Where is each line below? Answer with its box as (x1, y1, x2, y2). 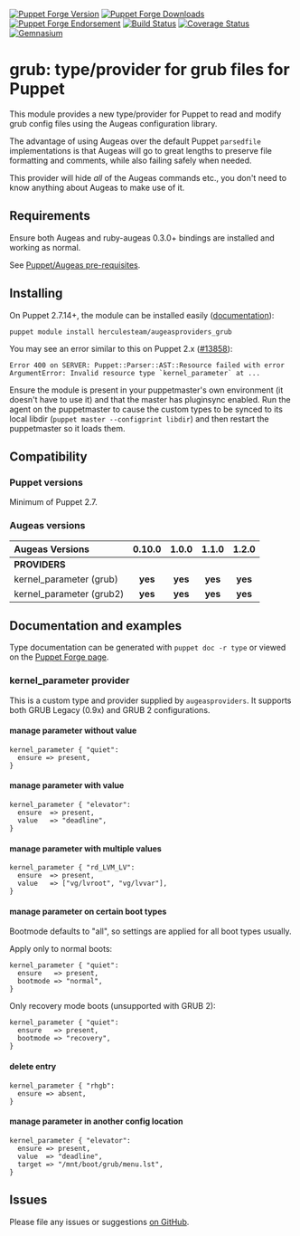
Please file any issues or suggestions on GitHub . (9, 1216, 190, 1227)
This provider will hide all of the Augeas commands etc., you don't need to (9, 172, 287, 183)
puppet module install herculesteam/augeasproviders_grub (9, 327, 232, 337)
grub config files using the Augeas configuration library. (9, 118, 218, 128)
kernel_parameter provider (9, 674, 130, 687)
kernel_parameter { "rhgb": (9, 1081, 116, 1090)
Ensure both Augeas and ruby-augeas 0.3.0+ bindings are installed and (9, 232, 275, 243)
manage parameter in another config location (9, 1116, 183, 1127)
